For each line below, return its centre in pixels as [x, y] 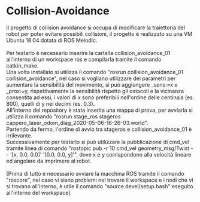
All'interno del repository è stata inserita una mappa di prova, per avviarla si [99, 110]
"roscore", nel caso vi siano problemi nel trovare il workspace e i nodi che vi [100, 180]
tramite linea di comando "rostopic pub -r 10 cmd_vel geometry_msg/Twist [98, 148]
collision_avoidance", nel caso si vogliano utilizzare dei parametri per [91, 78]
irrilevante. [19, 135]
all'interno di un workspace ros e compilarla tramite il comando [84, 59]
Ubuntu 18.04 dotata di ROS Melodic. [52, 40]
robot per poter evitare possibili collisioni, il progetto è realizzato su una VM [99, 33]
